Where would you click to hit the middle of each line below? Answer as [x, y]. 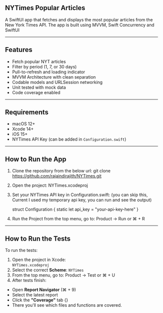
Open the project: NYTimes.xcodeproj [50, 185]
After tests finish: [29, 280]
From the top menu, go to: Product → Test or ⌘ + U [64, 275]
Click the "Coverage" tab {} [40, 300]
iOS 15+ [20, 134]
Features [19, 50]
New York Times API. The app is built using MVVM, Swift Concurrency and [80, 25]
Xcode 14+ [23, 129]
